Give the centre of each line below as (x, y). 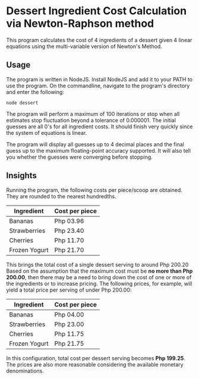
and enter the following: (35, 92)
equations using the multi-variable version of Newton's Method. (84, 46)
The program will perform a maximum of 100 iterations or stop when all (93, 113)
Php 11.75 (69, 334)
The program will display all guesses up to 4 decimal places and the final (95, 144)
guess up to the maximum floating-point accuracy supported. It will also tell (99, 150)
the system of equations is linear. (47, 132)
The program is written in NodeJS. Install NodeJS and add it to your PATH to (99, 79)
